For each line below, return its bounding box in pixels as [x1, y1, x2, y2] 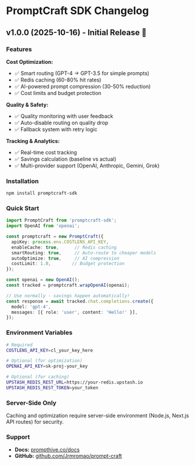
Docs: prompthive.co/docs [14, 446, 80, 453]
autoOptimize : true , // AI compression [11, 255, 119, 262]
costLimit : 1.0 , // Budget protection [11, 261, 125, 267]
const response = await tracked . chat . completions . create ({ [6, 298, 154, 304]
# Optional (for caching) [6, 374, 69, 380]
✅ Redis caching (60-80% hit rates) [14, 76, 102, 83]
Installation [6, 177, 39, 185]
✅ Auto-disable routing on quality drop [14, 119, 109, 126]
